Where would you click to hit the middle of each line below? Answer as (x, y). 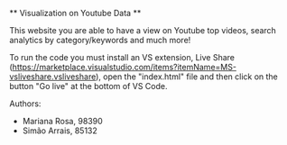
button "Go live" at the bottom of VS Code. (88, 86)
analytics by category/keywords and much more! (100, 40)
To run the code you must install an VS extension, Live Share (122, 57)
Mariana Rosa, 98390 (62, 121)
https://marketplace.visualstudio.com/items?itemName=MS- (125, 67)
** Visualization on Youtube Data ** (75, 13)
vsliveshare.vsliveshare (53, 77)
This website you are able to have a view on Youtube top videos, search (143, 30)
